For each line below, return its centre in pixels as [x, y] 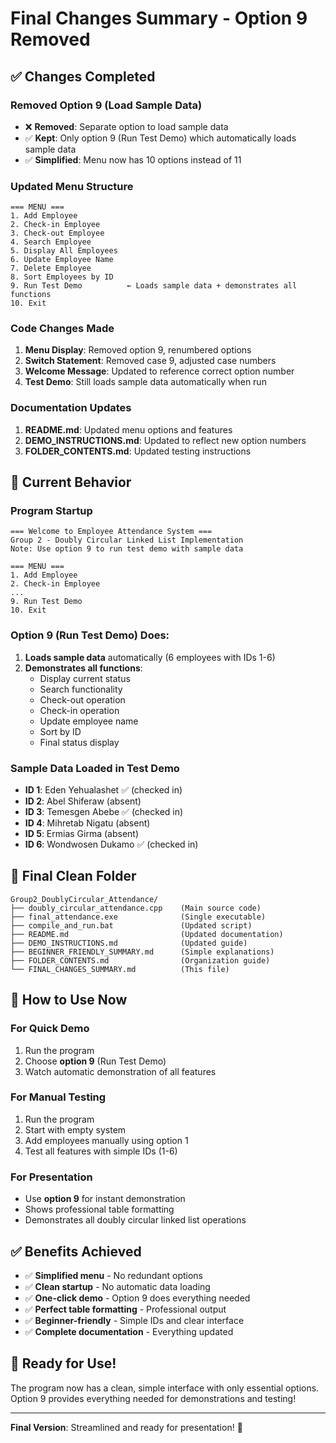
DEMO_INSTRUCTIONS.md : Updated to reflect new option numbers [165, 440]
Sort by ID [60, 731]
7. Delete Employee [51, 268]
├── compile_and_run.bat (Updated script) [131, 925]
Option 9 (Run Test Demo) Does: [90, 635]
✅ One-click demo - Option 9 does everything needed [137, 1298]
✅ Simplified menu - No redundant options [113, 1275]
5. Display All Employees [64, 251]
